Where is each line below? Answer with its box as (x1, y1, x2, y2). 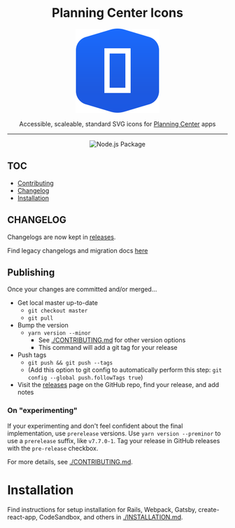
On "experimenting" (7, 405, 78, 415)
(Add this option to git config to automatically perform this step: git (27, 366, 222, 374)
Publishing (7, 266, 55, 278)
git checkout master (27, 307, 88, 315)
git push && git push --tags (27, 360, 113, 367)
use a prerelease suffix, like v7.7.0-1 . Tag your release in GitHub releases (7, 436, 220, 445)
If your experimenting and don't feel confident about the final (7, 421, 183, 430)
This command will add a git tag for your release (38, 344, 178, 352)
